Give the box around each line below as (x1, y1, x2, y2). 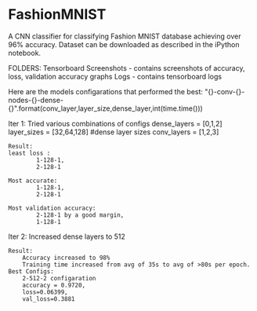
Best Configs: (8, 267, 55, 276)
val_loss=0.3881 (22, 295, 76, 303)
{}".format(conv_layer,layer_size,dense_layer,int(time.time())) (8, 104, 204, 113)
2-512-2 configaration (22, 274, 96, 282)
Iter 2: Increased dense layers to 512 (8, 232, 125, 241)
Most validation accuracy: (8, 204, 96, 212)
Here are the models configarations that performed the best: (8, 86, 204, 96)
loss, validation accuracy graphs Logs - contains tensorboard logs (8, 71, 222, 81)
